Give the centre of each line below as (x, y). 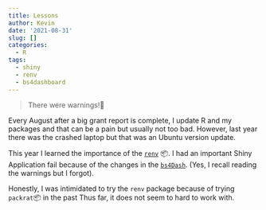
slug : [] (23, 38)
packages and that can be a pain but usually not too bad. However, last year (133, 129)
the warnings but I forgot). (51, 173)
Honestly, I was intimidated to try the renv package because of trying (121, 189)
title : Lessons (33, 16)
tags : (17, 60)
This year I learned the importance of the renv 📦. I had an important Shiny (130, 153)
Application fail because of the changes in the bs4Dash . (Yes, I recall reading (133, 165)
